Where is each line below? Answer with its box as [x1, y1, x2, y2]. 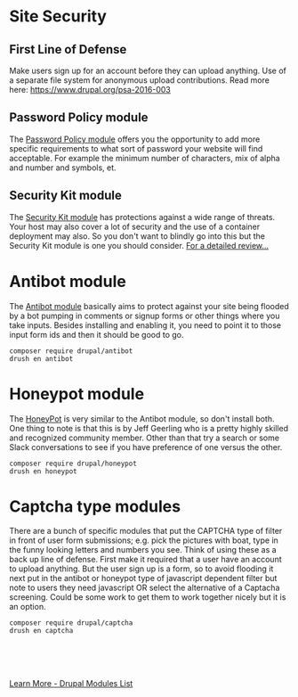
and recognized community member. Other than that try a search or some [9, 432, 280, 443]
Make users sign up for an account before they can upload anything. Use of [9, 65, 287, 76]
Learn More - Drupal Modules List [9, 678, 133, 689]
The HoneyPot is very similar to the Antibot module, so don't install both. [9, 413, 275, 424]
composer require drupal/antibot [9, 346, 133, 356]
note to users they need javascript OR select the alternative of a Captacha [9, 582, 280, 594]
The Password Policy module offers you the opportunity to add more [9, 134, 261, 144]
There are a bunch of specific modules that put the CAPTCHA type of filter [9, 526, 283, 537]
